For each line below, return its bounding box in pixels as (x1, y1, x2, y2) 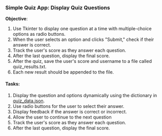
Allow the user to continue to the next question (12, 114, 112, 120)
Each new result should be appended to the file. (12, 69, 114, 75)
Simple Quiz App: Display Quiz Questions (5, 4, 110, 11)
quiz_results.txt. (12, 63, 47, 70)
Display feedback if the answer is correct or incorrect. (12, 108, 127, 115)
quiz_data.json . (12, 98, 45, 104)
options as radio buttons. (12, 31, 66, 37)
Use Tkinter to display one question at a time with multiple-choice (12, 26, 152, 32)
